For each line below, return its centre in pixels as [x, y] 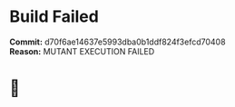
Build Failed [54, 17]
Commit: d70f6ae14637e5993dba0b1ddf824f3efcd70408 [117, 42]
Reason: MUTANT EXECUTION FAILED [82, 51]
